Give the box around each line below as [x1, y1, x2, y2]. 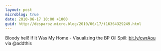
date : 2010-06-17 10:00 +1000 [5, 16, 68, 21]
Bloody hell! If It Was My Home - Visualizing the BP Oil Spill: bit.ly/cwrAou [5, 35, 156, 41]
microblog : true [5, 12, 39, 17]
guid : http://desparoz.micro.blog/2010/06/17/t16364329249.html [5, 21, 142, 26]
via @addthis [5, 40, 32, 46]
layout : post [5, 7, 32, 12]
